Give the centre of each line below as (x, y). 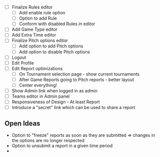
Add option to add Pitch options (51, 46)
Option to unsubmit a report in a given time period (62, 146)
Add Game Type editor (35, 30)
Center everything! (38, 85)
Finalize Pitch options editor (40, 40)
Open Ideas (22, 123)
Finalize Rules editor (32, 7)
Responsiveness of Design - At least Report (56, 102)
